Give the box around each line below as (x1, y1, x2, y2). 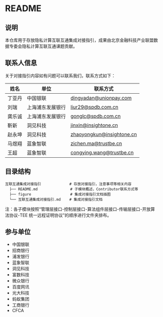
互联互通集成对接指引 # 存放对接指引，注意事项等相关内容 (5, 182, 132, 186)
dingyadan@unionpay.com (70, 94, 132, 101)
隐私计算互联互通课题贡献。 (21, 43, 78, 49)
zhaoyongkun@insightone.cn (70, 131, 137, 137)
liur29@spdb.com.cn (70, 103, 119, 110)
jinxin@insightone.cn (70, 122, 118, 129)
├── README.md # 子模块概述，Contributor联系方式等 (9, 186, 138, 192)
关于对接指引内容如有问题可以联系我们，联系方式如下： (5, 72, 115, 78)
